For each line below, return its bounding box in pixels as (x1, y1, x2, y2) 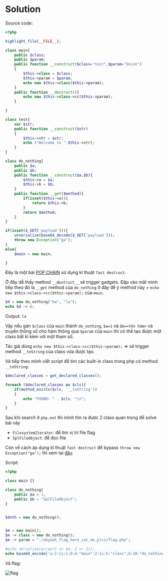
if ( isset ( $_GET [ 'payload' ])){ (5, 228, 68, 233)
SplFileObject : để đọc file (12, 435, 66, 441)
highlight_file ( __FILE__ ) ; (5, 39, 61, 44)
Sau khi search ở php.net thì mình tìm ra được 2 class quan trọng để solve (5, 414, 156, 421)
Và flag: (5, 560, 21, 566)
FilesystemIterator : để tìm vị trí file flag (12, 429, 95, 436)
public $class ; (14, 53, 46, 58)
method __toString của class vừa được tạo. (5, 349, 95, 355)
